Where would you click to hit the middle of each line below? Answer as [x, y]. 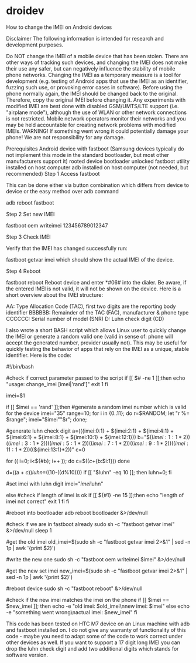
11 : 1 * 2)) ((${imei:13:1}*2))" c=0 [46, 449]
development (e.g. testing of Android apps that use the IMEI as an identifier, [97, 81]
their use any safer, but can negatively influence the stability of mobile [91, 68]
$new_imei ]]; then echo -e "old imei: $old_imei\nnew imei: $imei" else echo [98, 606]
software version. [27, 655]
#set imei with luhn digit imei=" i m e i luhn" [55, 484]
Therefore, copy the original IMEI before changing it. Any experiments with [96, 100]
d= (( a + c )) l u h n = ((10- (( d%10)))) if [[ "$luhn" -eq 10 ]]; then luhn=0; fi [89, 472]
